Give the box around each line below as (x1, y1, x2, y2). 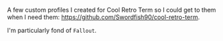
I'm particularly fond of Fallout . (7, 27, 97, 34)
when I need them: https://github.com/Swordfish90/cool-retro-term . (7, 13, 200, 21)
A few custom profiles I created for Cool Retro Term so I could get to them (7, 6, 216, 14)
